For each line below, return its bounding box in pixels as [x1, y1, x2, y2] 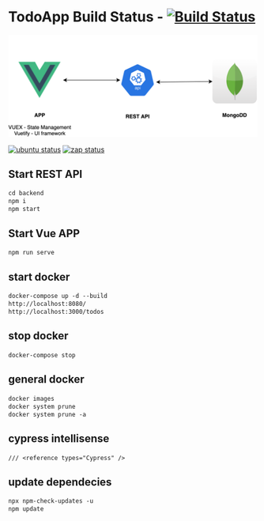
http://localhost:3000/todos [8, 308, 104, 316]
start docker [8, 270, 70, 284]
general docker [8, 372, 85, 387]
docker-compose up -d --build [8, 293, 108, 300]
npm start [8, 206, 41, 213]
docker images [8, 395, 55, 402]
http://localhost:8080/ [8, 300, 87, 308]
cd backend [8, 190, 44, 198]
